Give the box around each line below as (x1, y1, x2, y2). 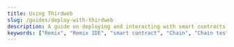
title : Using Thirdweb (7, 10, 73, 17)
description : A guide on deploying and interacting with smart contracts (7, 23, 226, 30)
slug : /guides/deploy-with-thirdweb (7, 17, 114, 23)
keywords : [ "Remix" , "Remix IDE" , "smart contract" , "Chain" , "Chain (7, 29, 214, 37)
